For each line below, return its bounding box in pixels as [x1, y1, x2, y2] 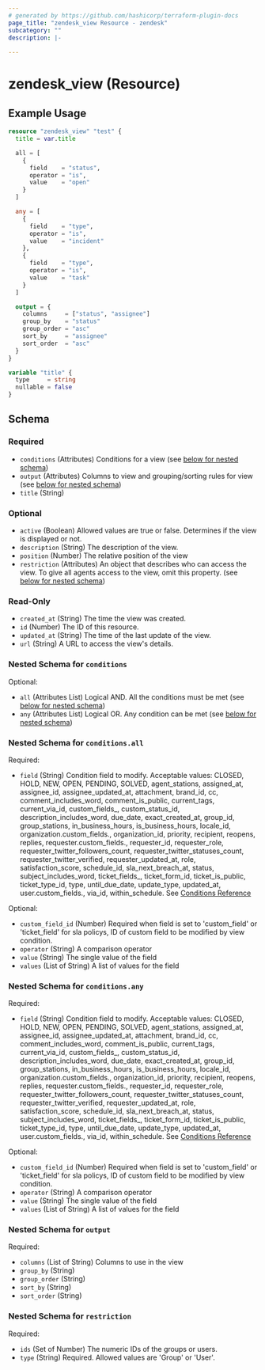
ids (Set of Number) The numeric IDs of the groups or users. [19, 1344, 218, 1353]
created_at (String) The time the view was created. [19, 614, 187, 624]
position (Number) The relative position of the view [19, 551, 188, 560]
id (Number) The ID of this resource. [19, 622, 140, 632]
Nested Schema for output [8, 1224, 111, 1235]
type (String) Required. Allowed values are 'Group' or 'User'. [19, 1353, 215, 1362]
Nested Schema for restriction [8, 1311, 132, 1322]
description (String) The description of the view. [19, 542, 179, 552]
